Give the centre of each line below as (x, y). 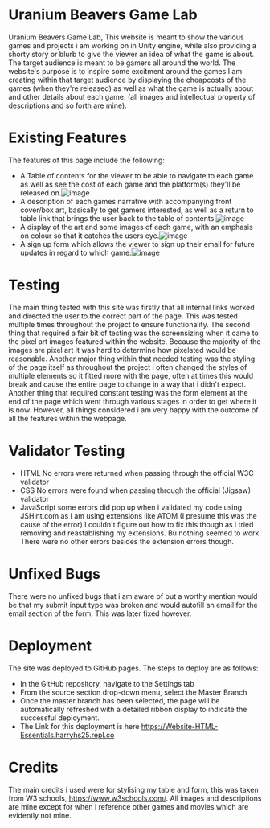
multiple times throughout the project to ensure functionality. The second (129, 324)
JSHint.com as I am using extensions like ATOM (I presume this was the (138, 515)
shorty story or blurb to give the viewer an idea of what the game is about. (131, 54)
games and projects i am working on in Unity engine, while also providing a (133, 45)
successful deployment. (60, 718)
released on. (41, 193)
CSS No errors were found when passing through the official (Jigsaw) (135, 490)
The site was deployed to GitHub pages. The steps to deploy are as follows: (133, 668)
